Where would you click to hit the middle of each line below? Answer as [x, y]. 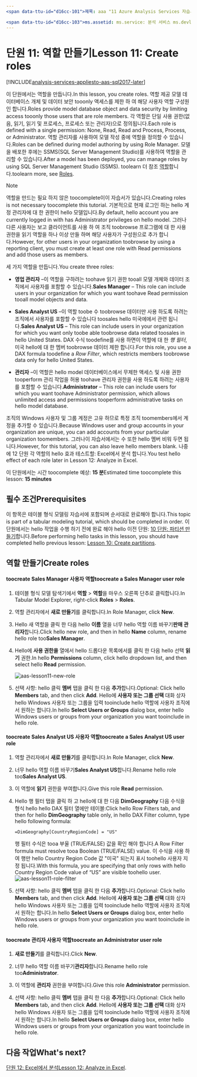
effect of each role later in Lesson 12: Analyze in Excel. [72, 460]
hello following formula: [43, 821]
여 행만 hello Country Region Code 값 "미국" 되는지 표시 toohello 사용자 [98, 858]
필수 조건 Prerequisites [46, 499]
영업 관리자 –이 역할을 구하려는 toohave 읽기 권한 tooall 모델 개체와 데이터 [99, 279]
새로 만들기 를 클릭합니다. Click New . [56, 954]
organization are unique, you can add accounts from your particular [88, 432]
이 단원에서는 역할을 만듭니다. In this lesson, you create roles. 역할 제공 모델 [94, 94]
